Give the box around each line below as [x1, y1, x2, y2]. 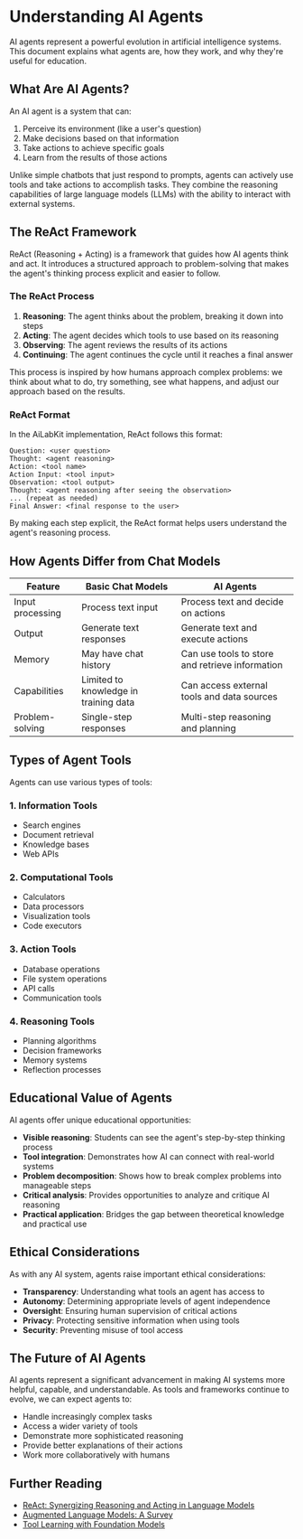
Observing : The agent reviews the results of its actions [22, 339, 228, 350]
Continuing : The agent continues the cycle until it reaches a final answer [22, 349, 294, 360]
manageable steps [22, 1179, 92, 1190]
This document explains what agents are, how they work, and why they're [9, 45, 284, 56]
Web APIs [22, 849, 60, 859]
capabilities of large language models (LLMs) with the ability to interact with [9, 188, 291, 200]
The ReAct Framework [9, 224, 137, 240]
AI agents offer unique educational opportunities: [9, 1114, 192, 1125]
